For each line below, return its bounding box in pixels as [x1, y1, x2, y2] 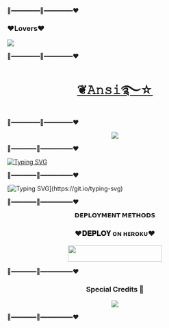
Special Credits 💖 [86, 284, 144, 294]
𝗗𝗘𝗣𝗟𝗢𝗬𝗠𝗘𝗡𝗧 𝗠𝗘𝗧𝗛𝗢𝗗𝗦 [74, 211, 156, 219]
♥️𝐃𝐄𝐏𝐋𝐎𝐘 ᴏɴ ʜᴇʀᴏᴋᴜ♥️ [75, 229, 155, 239]
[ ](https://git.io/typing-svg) [7, 184, 123, 193]
